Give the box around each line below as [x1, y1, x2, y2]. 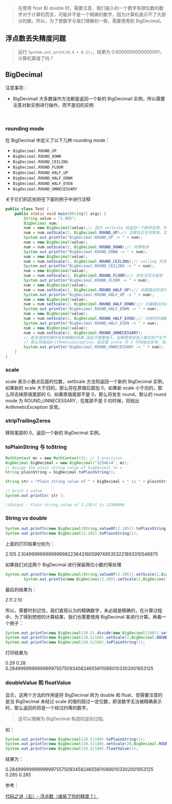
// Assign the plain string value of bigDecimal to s [5, 465, 123, 470]
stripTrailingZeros [5, 417, 51, 424]
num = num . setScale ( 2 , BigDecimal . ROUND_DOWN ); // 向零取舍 [24, 244, 149, 250]
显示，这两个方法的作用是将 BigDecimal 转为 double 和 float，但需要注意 [5, 692, 158, 698]
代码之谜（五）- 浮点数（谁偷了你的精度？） [5, 793, 99, 799]
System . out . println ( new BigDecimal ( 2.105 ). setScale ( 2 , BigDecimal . [24, 576, 168, 582]
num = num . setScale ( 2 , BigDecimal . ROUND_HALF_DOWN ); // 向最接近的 [24, 302, 165, 307]
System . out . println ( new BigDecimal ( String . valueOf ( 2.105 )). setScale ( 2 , [5, 571, 161, 577]
